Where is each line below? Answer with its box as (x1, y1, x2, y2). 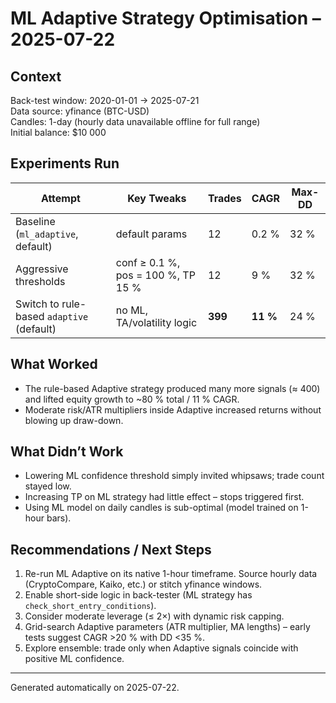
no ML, (115, 303, 148, 317)
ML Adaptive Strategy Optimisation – (10, 7, 322, 30)
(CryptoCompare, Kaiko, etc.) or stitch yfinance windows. (24, 578, 263, 591)
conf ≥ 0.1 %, (115, 255, 181, 269)
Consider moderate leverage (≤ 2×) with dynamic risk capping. (24, 610, 285, 622)
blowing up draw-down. (24, 414, 124, 426)
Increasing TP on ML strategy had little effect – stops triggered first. (24, 491, 305, 503)
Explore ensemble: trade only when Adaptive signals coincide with (24, 642, 299, 654)
